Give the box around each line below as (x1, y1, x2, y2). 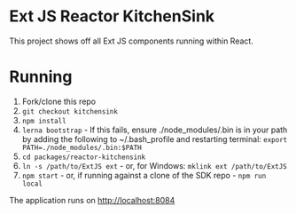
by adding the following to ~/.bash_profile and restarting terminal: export (21, 133, 288, 144)
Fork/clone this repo (21, 96, 97, 107)
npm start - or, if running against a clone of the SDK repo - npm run (21, 170, 267, 180)
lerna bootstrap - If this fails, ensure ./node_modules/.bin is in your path (21, 124, 288, 135)
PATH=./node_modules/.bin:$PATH (21, 143, 142, 152)
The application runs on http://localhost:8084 (9, 194, 175, 205)
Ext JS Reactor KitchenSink (9, 6, 215, 27)
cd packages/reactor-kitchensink (21, 153, 146, 162)
